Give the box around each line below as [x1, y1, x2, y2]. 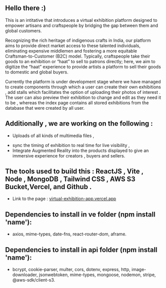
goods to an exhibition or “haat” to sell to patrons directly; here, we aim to [5, 58, 156, 64]
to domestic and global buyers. [5, 69, 68, 75]
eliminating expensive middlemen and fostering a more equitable [5, 48, 137, 54]
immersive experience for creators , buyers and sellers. [12, 152, 125, 158]
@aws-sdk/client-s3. [12, 277, 55, 283]
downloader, [12, 272, 38, 278]
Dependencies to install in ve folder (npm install [5, 210, 156, 218]
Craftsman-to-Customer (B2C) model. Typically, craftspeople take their [5, 53, 150, 59]
